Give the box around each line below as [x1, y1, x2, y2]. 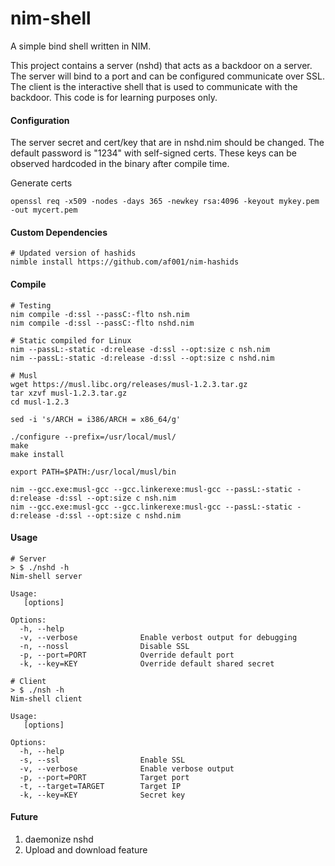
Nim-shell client [10, 693, 83, 704]
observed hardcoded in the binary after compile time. [10, 158, 230, 170]
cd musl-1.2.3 [10, 397, 70, 407]
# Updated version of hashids [10, 248, 137, 259]
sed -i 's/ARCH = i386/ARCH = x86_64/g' [10, 414, 182, 424]
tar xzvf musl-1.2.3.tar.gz [10, 388, 128, 398]
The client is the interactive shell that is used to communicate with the [10, 80, 298, 92]
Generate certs [10, 177, 73, 189]
